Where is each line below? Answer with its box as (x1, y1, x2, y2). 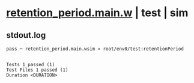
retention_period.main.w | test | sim (6, 6, 189, 20)
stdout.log (6, 30, 46, 40)
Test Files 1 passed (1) (6, 67, 68, 73)
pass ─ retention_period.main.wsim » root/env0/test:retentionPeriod (6, 46, 184, 52)
